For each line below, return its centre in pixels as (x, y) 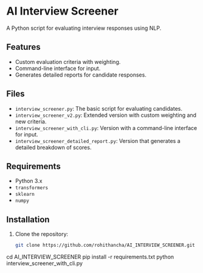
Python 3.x (29, 181)
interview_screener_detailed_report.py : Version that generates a (98, 140)
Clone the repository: (42, 234)
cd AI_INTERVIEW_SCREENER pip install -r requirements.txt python (90, 257)
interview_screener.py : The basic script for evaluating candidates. (98, 108)
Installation (28, 219)
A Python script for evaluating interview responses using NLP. (84, 28)
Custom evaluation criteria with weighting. (68, 61)
